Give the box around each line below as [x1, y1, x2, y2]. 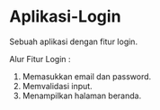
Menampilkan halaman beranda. [22, 90, 142, 101]
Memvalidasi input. [22, 80, 93, 91]
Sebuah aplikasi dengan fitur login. [9, 36, 138, 47]
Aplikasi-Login [9, 6, 121, 27]
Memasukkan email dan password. [22, 70, 152, 82]
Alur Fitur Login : [9, 53, 71, 64]
